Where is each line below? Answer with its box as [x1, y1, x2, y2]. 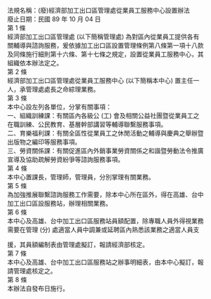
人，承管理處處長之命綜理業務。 [7, 85, 100, 93]
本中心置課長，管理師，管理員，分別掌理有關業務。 [7, 173, 155, 181]
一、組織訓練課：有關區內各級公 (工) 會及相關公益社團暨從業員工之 [7, 112, 200, 119]
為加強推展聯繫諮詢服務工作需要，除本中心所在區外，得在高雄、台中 [7, 190, 204, 199]
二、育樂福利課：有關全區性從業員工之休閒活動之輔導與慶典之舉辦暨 [7, 129, 204, 137]
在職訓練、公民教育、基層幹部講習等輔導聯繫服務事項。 [7, 120, 167, 128]
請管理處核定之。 [7, 267, 57, 275]
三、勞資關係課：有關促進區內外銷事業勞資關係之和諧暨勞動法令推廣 [7, 147, 204, 154]
